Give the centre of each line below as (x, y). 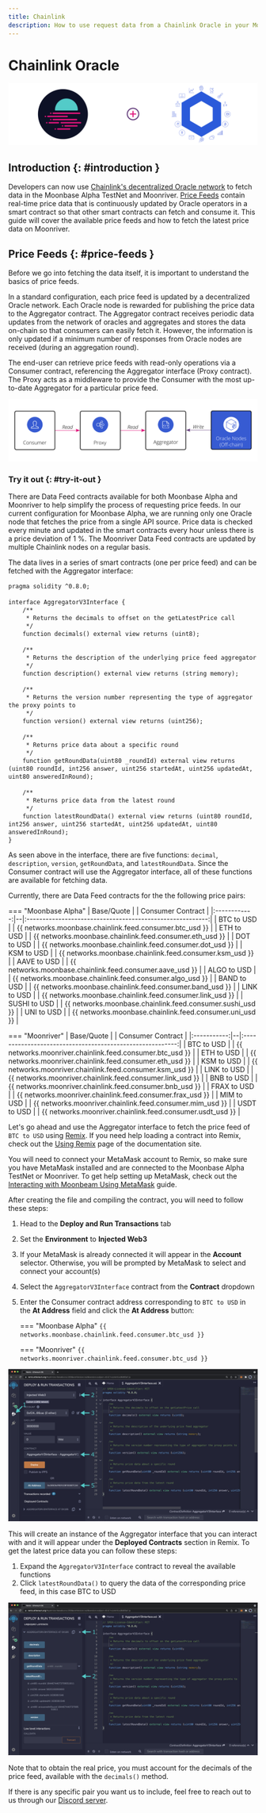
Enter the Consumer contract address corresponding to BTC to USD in (133, 1302)
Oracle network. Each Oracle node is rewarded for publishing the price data (131, 305)
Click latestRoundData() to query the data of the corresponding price (133, 1583)
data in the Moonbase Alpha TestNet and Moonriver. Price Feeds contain (127, 195)
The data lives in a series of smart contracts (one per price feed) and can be (133, 562)
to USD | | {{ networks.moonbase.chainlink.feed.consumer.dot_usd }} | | (125, 945)
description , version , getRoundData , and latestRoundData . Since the (118, 864)
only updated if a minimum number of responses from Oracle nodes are (125, 339)
